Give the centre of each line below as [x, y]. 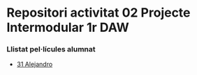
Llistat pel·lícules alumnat [51, 49]
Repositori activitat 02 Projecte [98, 13]
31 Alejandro [35, 65]
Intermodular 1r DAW [68, 27]
